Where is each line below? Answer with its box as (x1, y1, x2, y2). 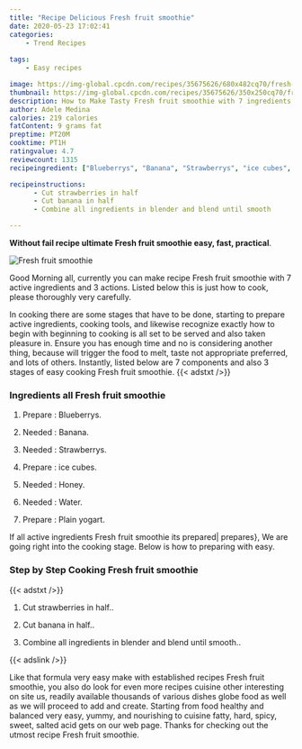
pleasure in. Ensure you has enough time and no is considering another (9, 338, 273, 348)
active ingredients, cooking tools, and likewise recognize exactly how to (9, 319, 276, 329)
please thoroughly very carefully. (9, 292, 132, 302)
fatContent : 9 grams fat (9, 122, 102, 131)
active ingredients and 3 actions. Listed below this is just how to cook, (9, 282, 269, 293)
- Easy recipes (25, 64, 83, 73)
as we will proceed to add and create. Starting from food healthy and (9, 700, 264, 711)
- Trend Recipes (25, 38, 87, 48)
